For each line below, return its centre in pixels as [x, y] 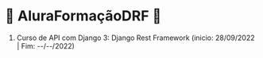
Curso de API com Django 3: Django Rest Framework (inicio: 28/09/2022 [135, 38]
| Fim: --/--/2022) [45, 45]
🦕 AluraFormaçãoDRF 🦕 [83, 16]
